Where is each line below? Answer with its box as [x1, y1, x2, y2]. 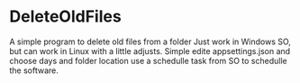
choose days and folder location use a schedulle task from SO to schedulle [9, 55, 287, 66]
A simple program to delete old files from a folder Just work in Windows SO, [9, 36, 291, 47]
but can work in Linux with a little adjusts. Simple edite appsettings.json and [9, 45, 291, 56]
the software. [9, 65, 59, 76]
